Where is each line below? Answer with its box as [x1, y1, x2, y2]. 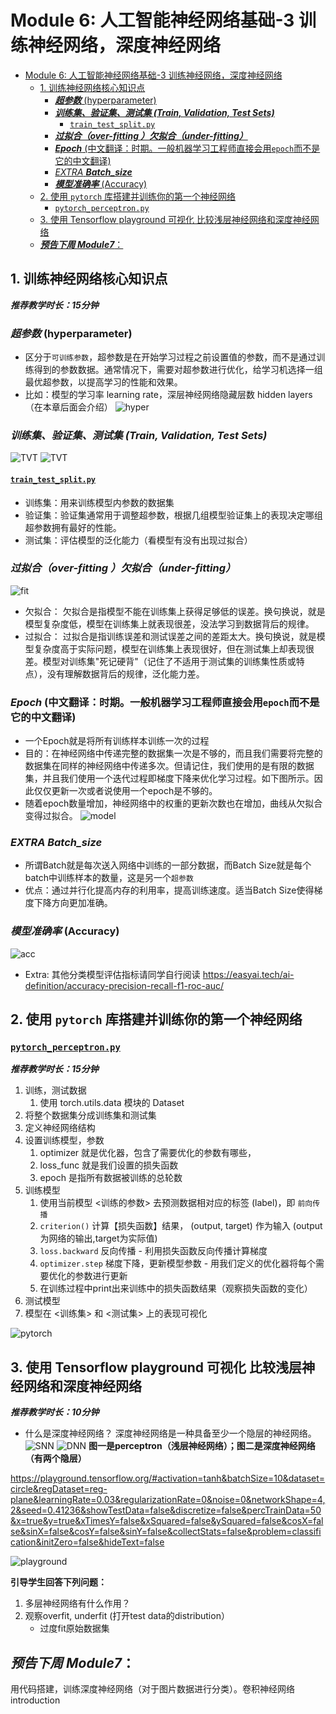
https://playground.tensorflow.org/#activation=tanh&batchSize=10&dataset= [10, 1472, 326, 1485]
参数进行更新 [74, 1270, 128, 1282]
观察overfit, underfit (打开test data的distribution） [24, 1610, 230, 1622]
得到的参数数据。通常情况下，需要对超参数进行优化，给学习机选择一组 [33, 364, 323, 376]
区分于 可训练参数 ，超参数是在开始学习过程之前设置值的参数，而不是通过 [24, 351, 317, 363]
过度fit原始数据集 [39, 1622, 110, 1635]
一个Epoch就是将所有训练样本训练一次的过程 [24, 735, 210, 747]
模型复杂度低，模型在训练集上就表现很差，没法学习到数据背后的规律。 [24, 617, 315, 630]
